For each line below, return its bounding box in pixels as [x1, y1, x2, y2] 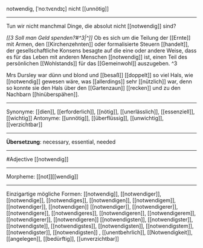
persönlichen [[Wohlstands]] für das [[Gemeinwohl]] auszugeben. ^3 [6, 60, 178, 67]
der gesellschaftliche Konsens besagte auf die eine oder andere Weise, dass [6, 47, 197, 54]
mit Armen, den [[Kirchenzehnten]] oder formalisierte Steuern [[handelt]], [6, 40, 189, 48]
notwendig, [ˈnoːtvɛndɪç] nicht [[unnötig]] [6, 5, 109, 12]
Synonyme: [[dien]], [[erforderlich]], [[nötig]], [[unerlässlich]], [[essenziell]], [6, 108, 195, 115]
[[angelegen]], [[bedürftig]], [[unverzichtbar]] [6, 235, 120, 242]
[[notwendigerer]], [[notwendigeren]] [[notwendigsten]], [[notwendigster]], [6, 216, 193, 223]
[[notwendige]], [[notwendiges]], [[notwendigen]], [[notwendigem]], [6, 197, 176, 204]
